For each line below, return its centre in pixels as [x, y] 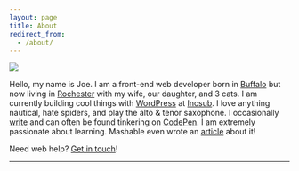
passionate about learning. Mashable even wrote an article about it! [133, 132]
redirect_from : [37, 34]
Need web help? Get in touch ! [64, 149]
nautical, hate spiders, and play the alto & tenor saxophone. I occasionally [144, 113]
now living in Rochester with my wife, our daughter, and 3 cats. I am [133, 94]
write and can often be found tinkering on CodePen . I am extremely [133, 122]
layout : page [33, 17]
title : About [33, 26]
